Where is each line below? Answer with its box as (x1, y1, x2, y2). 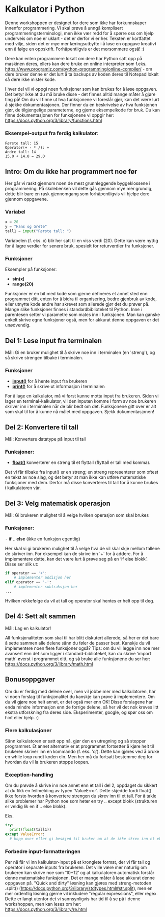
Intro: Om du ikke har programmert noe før (5, 167, 137, 176)
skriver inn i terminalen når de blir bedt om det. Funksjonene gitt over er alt (5, 403, 156, 410)
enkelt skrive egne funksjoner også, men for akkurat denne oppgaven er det (5, 317, 160, 323)
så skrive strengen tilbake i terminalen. (5, 355, 83, 361)
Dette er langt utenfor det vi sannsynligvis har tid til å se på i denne (5, 896, 141, 902)
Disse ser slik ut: (5, 561, 38, 567)
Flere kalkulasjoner (5, 727, 52, 734)
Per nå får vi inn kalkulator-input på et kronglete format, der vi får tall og (5, 859, 151, 865)
